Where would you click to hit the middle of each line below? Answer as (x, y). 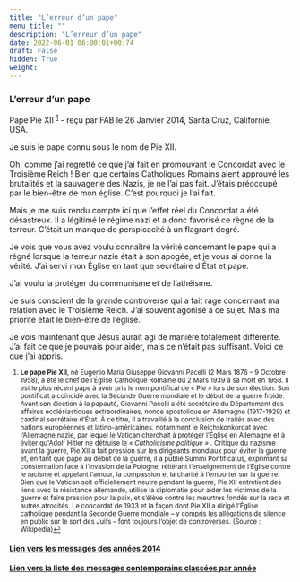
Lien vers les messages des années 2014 (85, 548)
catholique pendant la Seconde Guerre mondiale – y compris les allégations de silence (153, 513)
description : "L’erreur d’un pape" (76, 34)
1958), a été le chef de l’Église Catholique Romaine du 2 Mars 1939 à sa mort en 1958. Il (154, 380)
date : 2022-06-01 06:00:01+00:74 (72, 43)
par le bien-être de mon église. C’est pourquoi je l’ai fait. (113, 193)
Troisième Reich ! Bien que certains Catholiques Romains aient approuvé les (150, 174)
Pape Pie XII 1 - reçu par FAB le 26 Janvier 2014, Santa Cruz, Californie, (141, 119)
